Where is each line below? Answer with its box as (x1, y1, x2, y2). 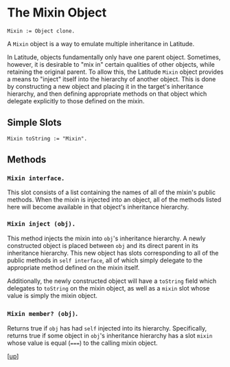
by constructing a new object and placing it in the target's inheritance (7, 82, 204, 90)
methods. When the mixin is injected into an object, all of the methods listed (7, 196, 222, 204)
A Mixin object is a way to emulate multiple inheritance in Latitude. (7, 39, 195, 48)
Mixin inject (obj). (7, 220, 76, 228)
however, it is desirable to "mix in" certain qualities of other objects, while (7, 60, 215, 68)
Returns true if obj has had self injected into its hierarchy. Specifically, (7, 324, 207, 333)
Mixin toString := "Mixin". (7, 135, 88, 142)
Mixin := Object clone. (7, 28, 76, 34)
